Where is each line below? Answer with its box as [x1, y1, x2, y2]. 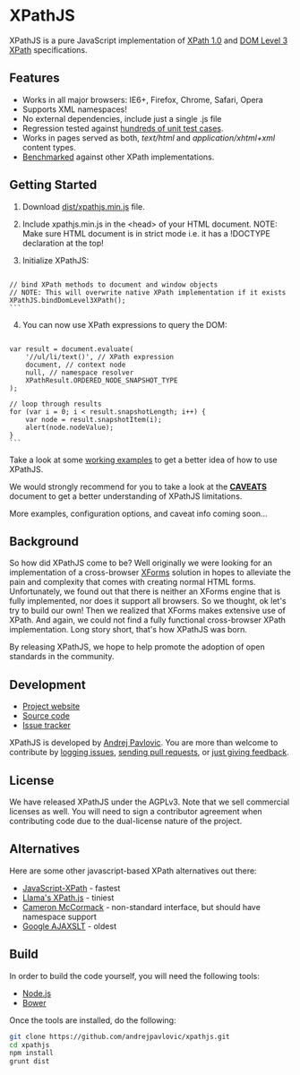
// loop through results [9, 400, 102, 408]
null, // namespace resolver [25, 368, 134, 377]
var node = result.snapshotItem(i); [25, 415, 163, 424]
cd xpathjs [9, 1040, 50, 1049]
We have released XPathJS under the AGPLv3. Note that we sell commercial [9, 796, 289, 807]
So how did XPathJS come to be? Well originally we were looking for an [9, 557, 273, 569]
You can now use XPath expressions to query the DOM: [21, 319, 227, 330]
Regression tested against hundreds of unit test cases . [21, 123, 224, 133]
